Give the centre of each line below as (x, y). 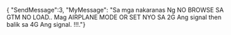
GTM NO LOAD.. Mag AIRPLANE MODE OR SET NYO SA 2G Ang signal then (114, 17)
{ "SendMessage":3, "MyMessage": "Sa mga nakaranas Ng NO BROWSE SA (115, 10)
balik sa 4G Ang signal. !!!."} (46, 24)
